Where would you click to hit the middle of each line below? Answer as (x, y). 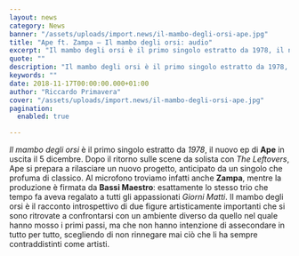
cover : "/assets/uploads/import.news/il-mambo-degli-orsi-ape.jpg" (137, 100)
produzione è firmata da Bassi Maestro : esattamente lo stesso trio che (139, 188)
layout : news (33, 17)
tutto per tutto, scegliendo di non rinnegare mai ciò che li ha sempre (133, 235)
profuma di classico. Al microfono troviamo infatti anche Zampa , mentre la (145, 178)
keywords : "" (33, 76)
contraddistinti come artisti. (59, 244)
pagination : (31, 108)
